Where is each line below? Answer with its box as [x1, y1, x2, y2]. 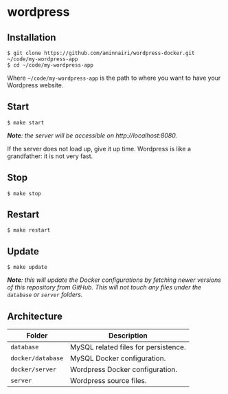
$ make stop [7, 190, 41, 197]
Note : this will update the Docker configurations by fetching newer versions [7, 276, 222, 284]
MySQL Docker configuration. [69, 353, 166, 363]
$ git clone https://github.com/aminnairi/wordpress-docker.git [7, 50, 195, 56]
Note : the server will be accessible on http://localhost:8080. [7, 131, 177, 140]
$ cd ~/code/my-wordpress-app [7, 62, 94, 69]
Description [109, 331, 148, 340]
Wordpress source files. [69, 376, 147, 386]
